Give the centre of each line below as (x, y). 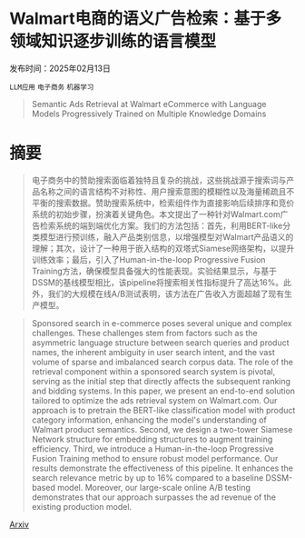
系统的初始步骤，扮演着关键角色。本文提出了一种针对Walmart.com (156, 214)
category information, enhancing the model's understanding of (149, 420)
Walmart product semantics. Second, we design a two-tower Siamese (162, 429)
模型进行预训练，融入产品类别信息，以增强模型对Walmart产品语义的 (167, 236)
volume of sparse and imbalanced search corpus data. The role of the (162, 362)
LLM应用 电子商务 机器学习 (52, 87)
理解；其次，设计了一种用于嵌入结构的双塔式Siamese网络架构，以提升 (163, 248)
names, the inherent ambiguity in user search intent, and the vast (153, 352)
